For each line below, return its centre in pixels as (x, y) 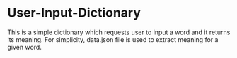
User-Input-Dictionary (74, 13)
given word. (25, 47)
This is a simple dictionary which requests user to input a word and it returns (119, 32)
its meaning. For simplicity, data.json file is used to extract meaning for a (113, 39)
